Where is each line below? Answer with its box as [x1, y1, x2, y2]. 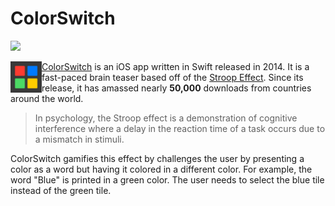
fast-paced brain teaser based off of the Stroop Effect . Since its [41, 71, 304, 83]
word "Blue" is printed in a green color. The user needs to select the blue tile [10, 173, 325, 186]
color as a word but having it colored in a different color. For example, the [10, 163, 313, 175]
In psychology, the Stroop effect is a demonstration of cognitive [34, 112, 298, 124]
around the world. [10, 92, 84, 104]
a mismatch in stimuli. [34, 133, 125, 145]
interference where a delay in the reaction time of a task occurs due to [34, 122, 326, 134]
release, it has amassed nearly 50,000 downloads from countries [41, 82, 312, 94]
